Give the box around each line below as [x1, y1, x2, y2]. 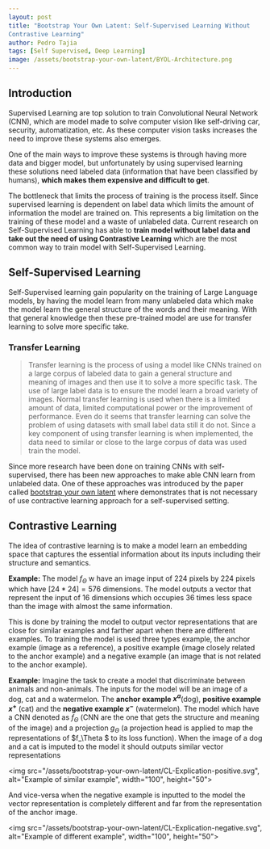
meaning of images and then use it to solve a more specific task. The [27, 376, 258, 387]
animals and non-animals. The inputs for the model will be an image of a [8, 683, 248, 694]
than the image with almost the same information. [8, 601, 173, 611]
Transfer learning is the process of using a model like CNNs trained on [27, 359, 262, 369]
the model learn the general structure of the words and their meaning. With [8, 304, 258, 314]
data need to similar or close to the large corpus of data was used [27, 437, 247, 447]
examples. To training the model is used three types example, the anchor [8, 634, 251, 644]
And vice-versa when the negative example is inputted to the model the [8, 790, 246, 800]
